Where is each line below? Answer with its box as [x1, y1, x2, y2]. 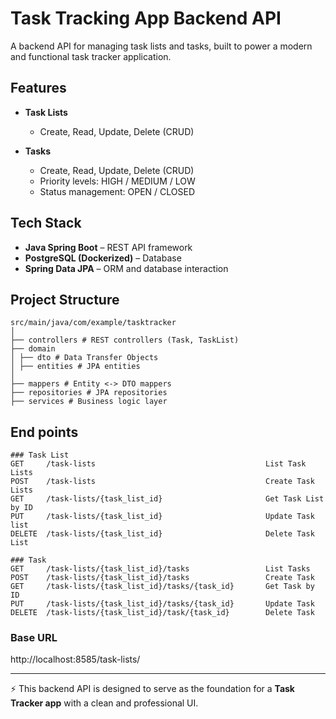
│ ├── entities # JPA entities [10, 362, 141, 372]
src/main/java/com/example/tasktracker [10, 318, 177, 328]
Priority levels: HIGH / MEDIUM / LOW [39, 175, 196, 187]
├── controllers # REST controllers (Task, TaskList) [10, 335, 240, 346]
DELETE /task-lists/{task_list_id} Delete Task [10, 529, 315, 539]
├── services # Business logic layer [10, 397, 168, 407]
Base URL [10, 631, 58, 645]
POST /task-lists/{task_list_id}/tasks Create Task [10, 573, 315, 583]
